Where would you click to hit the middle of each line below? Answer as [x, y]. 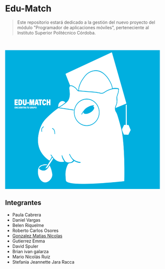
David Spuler [25, 246]
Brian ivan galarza [30, 251]
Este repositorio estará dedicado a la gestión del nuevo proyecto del [86, 22]
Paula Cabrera [27, 215]
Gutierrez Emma [28, 241]
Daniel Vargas [26, 220]
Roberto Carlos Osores [35, 231]
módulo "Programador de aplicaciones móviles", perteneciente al [83, 27]
